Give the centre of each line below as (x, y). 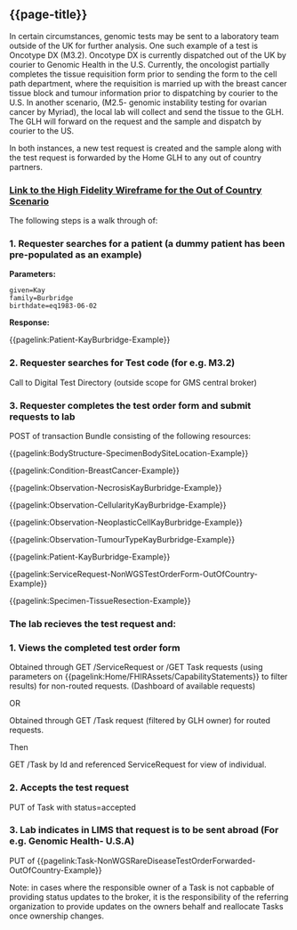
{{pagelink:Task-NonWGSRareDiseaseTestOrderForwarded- (146, 861)
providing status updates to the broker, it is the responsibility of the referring (149, 897)
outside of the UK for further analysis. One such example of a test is (134, 45)
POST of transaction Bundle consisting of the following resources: (130, 436)
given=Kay (28, 290)
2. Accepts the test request (69, 787)
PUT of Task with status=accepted (72, 807)
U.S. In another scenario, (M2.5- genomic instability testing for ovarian (138, 102)
